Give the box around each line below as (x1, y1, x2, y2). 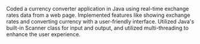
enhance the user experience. (6, 31, 81, 38)
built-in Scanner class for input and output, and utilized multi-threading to (6, 24, 189, 31)
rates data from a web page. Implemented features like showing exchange (6, 11, 191, 19)
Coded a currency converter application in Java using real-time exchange (6, 5, 189, 12)
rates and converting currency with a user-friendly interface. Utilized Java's (6, 18, 195, 25)
